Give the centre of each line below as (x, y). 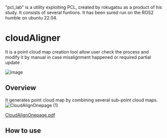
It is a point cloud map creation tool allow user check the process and (77, 51)
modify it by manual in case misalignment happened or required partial (78, 57)
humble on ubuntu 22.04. (31, 18)
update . (14, 62)
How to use (23, 131)
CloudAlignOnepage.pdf (30, 115)
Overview (21, 88)
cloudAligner (33, 38)
